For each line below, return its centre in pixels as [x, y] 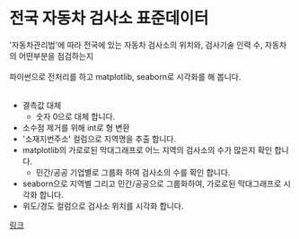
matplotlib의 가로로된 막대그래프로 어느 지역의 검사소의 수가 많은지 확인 [147, 149]
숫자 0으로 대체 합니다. [75, 116]
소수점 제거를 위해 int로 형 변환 [76, 127]
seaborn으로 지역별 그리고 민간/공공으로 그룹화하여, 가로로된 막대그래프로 [152, 184]
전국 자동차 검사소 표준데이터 [109, 18]
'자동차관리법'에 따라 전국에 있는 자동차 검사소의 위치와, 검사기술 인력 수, [136, 45]
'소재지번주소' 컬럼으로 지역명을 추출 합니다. [99, 139]
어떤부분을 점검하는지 [56, 55]
